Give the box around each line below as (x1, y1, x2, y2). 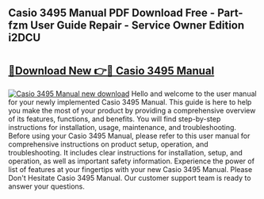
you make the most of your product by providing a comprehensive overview (8, 106, 256, 115)
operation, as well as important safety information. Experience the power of (8, 156, 255, 166)
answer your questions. (8, 182, 86, 191)
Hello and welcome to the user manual (131, 89, 257, 98)
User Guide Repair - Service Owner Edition (30, 19, 245, 33)
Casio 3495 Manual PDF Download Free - (8, 6, 216, 20)
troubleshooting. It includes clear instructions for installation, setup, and (8, 148, 243, 157)
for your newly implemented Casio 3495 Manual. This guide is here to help (8, 98, 252, 106)
